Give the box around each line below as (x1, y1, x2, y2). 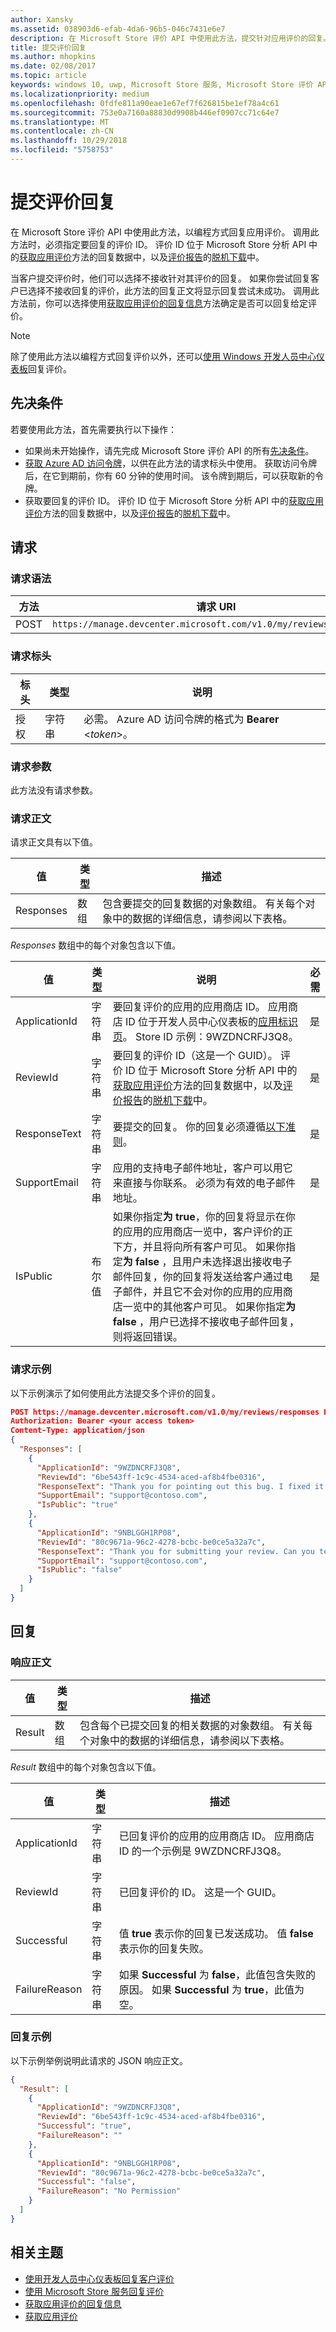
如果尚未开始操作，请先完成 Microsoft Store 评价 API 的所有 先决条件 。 (24, 444, 315, 456)
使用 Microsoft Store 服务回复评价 (24, 2285, 165, 2297)
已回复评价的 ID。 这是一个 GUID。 (118, 1885, 283, 1899)
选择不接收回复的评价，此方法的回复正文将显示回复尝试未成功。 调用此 (27, 284, 320, 296)
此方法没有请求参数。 (10, 784, 98, 796)
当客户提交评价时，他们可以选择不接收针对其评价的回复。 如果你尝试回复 (10, 272, 311, 284)
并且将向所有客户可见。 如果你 (142, 1240, 286, 1254)
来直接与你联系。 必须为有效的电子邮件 (112, 1176, 296, 1190)
